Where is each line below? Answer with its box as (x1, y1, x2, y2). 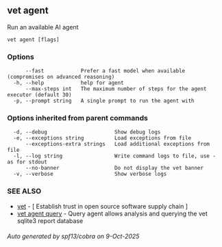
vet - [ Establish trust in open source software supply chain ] (16, 202, 188, 210)
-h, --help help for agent (13, 79, 125, 87)
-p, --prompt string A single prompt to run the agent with (13, 98, 195, 105)
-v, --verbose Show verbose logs (13, 170, 167, 178)
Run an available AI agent (7, 23, 79, 31)
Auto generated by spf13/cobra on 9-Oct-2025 (7, 232, 140, 241)
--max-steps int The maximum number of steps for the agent (25, 86, 207, 92)
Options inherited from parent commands (7, 114, 149, 123)
